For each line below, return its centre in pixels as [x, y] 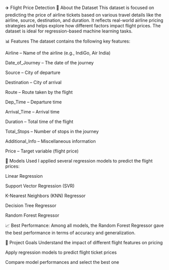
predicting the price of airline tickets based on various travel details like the [83, 15]
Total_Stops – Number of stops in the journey [52, 131]
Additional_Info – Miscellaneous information [50, 141]
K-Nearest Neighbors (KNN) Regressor [45, 196]
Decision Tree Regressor [31, 205]
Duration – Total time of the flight [39, 122]
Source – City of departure [33, 72]
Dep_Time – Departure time [34, 102]
